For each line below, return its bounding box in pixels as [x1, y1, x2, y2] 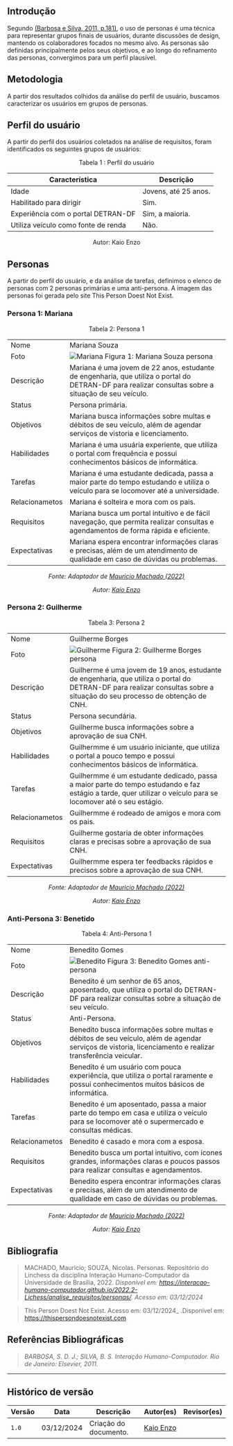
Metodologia [7, 73, 64, 85]
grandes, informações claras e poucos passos [69, 1157, 221, 1167]
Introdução [7, 6, 56, 17]
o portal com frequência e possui [69, 448, 178, 458]
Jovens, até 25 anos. [141, 186, 211, 196]
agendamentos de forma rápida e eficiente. [69, 525, 210, 535]
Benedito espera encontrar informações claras [69, 1176, 221, 1186]
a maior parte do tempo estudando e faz [69, 779, 201, 789]
